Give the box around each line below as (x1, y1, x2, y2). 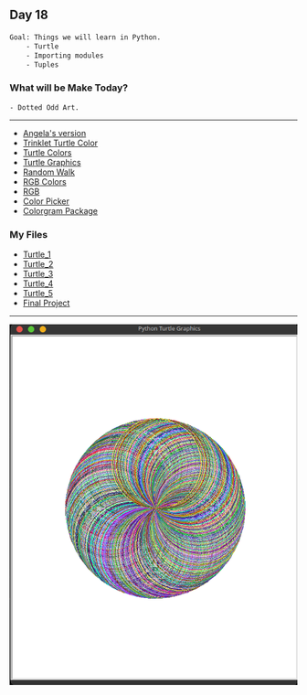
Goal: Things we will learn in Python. (9, 32, 162, 42)
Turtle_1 (22, 249, 52, 260)
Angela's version (22, 128, 87, 139)
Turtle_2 (22, 259, 54, 270)
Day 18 (9, 7, 48, 23)
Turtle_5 (22, 288, 53, 299)
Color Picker (22, 196, 70, 207)
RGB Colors (22, 176, 67, 187)
